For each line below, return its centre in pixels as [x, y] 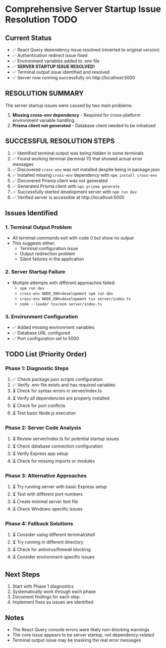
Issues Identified [31, 213]
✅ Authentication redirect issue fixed [50, 55]
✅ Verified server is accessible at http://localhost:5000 [68, 197]
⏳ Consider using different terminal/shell [54, 535]
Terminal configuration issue [49, 249]
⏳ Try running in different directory [48, 542]
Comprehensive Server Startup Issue [83, 9]
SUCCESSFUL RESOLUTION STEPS [60, 141]
